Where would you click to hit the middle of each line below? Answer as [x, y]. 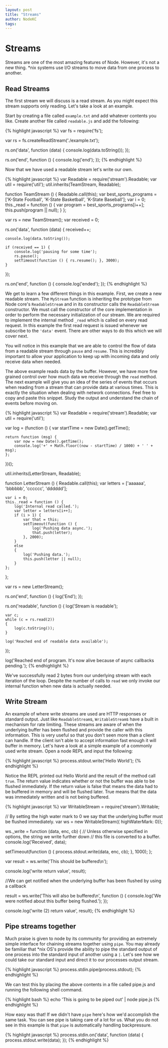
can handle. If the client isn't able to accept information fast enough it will [81, 740]
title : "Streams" [23, 14]
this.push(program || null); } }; [36, 210]
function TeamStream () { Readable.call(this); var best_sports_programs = [81, 194]
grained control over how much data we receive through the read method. [81, 376]
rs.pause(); [26, 256]
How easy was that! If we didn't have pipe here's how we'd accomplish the [82, 1014]
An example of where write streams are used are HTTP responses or [76, 713]
